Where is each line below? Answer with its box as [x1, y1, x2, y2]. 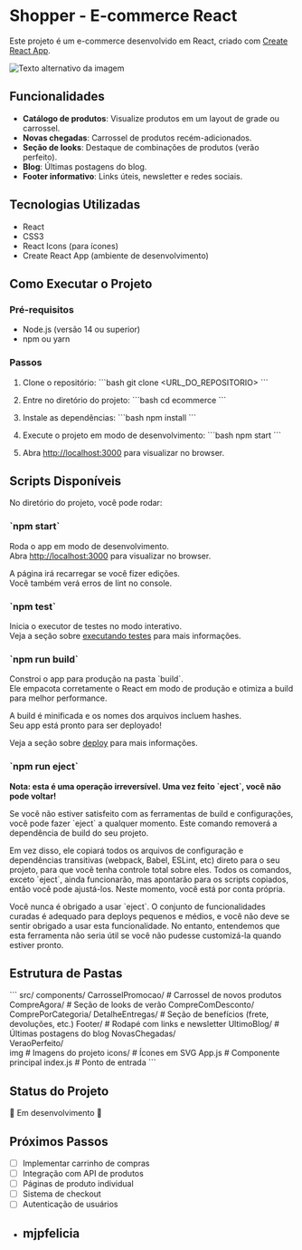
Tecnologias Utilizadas [9, 197, 141, 213]
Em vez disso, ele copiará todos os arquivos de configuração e [9, 845, 244, 856]
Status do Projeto [9, 1083, 109, 1099]
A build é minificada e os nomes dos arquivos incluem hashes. [9, 711, 242, 722]
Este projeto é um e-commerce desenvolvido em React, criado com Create [9, 35, 288, 46]
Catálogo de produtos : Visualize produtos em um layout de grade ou [22, 112, 280, 123]
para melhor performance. [9, 693, 108, 703]
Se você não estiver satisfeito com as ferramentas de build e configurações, [9, 808, 294, 819]
